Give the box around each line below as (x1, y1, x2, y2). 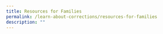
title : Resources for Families (6, 8, 82, 14)
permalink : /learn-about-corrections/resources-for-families (6, 14, 158, 20)
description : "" (6, 19, 45, 25)
